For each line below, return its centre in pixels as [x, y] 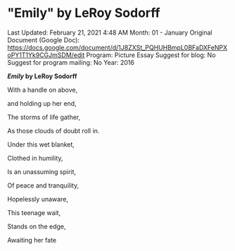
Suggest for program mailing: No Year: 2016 [71, 62]
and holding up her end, [42, 103]
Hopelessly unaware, [38, 199]
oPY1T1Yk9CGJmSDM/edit [46, 55]
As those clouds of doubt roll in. [53, 130]
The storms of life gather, [44, 117]
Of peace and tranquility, [43, 185]
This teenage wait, [34, 212]
